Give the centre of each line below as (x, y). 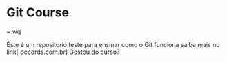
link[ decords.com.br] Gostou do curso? (63, 52)
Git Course (38, 13)
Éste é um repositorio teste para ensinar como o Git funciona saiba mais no (113, 44)
